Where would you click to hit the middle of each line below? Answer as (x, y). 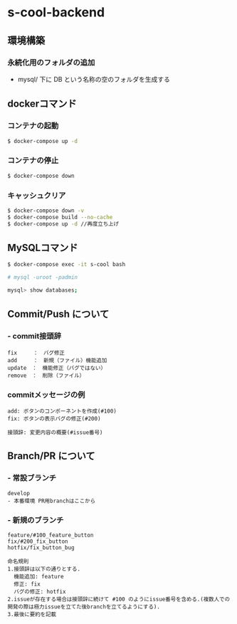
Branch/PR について (51, 456)
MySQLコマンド (43, 247)
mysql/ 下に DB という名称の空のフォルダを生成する (94, 79)
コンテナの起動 (33, 126)
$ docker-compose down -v (46, 211)
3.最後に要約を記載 (32, 614)
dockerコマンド (42, 104)
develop (19, 493)
